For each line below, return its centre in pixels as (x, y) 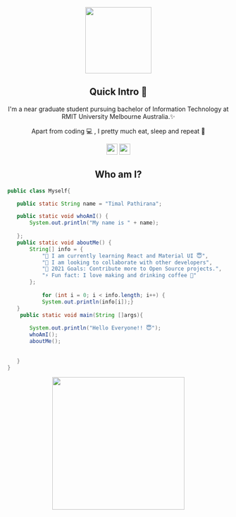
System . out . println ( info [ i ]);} (88, 302)
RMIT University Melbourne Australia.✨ (118, 116)
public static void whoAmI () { (63, 216)
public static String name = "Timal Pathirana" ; (89, 204)
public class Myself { (39, 191)
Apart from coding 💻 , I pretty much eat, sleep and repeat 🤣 (118, 131)
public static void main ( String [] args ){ (81, 315)
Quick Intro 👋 (118, 92)
